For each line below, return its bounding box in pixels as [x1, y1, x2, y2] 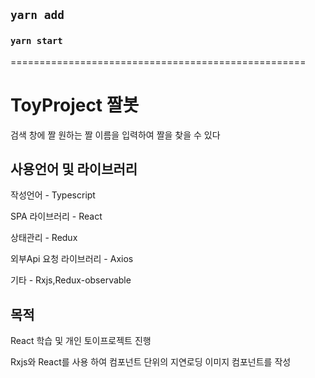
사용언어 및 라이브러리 [10, 161, 138, 178]
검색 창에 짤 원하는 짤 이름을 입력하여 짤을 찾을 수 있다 [10, 129, 221, 141]
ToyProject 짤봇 [10, 94, 140, 116]
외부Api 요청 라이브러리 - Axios [10, 253, 134, 265]
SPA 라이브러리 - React [10, 210, 103, 223]
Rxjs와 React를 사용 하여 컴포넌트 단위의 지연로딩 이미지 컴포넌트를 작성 [10, 356, 292, 368]
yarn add [10, 8, 65, 23]
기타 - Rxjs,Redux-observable [10, 274, 132, 286]
